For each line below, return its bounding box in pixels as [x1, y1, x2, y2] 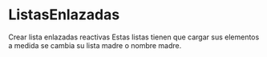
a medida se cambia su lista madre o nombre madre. [8, 40, 182, 50]
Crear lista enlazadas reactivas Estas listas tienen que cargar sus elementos [8, 32, 260, 42]
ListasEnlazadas [8, 6, 120, 24]
